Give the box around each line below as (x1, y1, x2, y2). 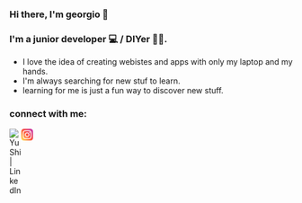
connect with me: (9, 108, 87, 120)
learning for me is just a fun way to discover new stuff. (22, 85, 224, 96)
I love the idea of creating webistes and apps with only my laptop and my (22, 57, 294, 67)
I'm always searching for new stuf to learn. (22, 75, 182, 86)
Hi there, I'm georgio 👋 (9, 8, 110, 21)
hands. (22, 66, 49, 77)
